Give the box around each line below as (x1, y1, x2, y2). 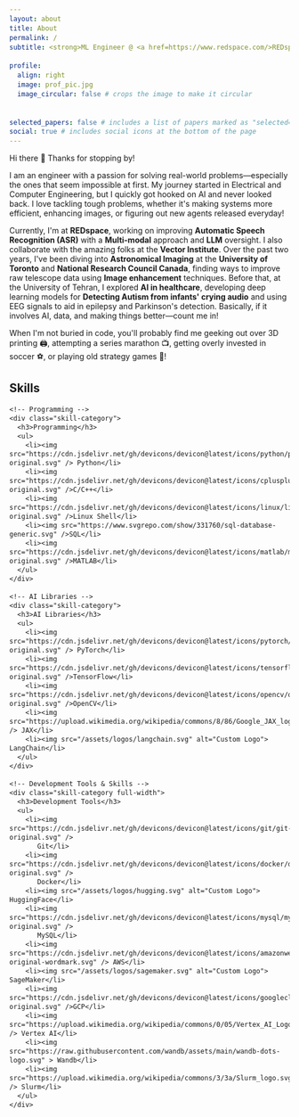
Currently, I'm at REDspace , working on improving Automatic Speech (9, 226, 265, 236)
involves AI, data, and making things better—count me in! (9, 310, 220, 321)
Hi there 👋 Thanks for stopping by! (9, 152, 135, 164)
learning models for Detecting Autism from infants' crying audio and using (9, 292, 287, 302)
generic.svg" (9, 530, 58, 538)
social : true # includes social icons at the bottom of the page (9, 127, 256, 136)
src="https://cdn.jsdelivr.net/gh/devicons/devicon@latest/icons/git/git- (9, 824, 293, 833)
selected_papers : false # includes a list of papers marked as (9, 118, 249, 127)
